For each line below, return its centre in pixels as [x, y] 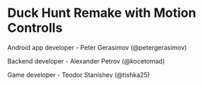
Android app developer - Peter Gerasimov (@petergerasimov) [97, 47]
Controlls [35, 28]
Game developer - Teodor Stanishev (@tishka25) [79, 75]
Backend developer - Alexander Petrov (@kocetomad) [86, 61]
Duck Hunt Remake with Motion [102, 13]
